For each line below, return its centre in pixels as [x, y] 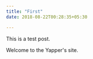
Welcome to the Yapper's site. [42, 50]
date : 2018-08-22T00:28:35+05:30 [47, 17]
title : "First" [25, 11]
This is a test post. [28, 39]
